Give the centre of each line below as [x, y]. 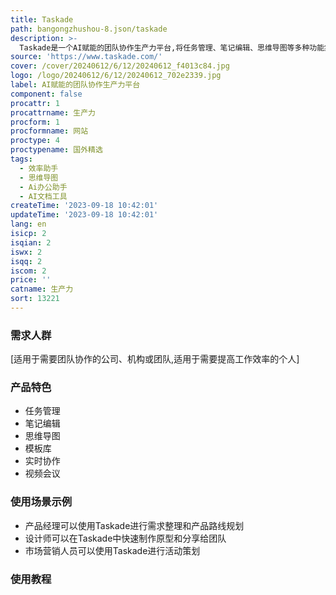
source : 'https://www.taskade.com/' [86, 57]
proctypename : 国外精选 [56, 150]
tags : [21, 159]
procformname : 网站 [49, 131]
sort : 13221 [35, 299]
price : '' [31, 280]
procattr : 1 [35, 103]
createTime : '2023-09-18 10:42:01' [84, 206]
